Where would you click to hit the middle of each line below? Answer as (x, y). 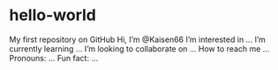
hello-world (53, 15)
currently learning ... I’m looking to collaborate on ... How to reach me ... (139, 48)
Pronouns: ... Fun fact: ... (54, 58)
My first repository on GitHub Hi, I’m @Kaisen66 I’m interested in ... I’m (138, 39)
